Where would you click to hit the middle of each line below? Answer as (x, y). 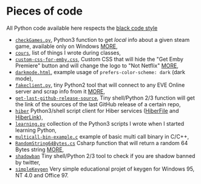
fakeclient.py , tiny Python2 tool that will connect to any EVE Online (100, 85)
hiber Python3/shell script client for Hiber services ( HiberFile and (97, 111)
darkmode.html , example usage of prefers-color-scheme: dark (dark (100, 72)
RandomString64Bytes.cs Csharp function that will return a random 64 (101, 143)
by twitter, (28, 162)
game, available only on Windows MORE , (66, 46)
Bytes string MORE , (39, 149)
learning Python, (36, 130)
